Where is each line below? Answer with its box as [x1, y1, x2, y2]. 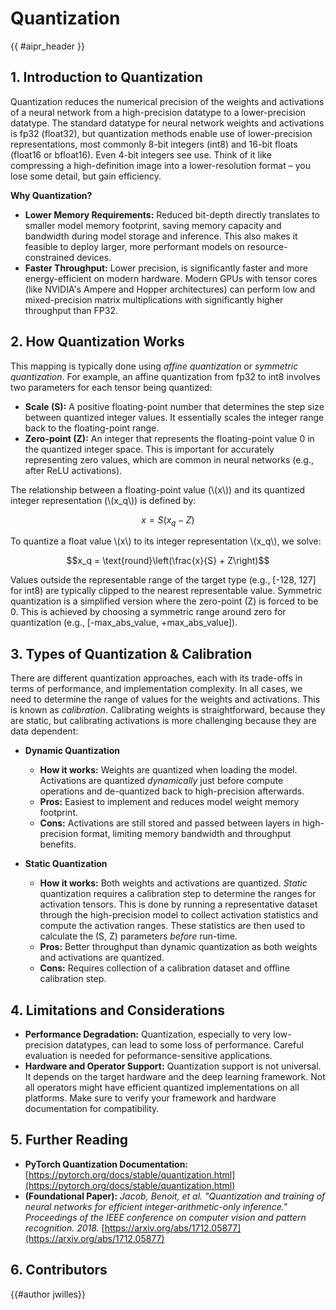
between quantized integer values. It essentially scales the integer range [24, 411, 325, 423]
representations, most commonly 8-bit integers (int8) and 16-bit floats [10, 138, 298, 150]
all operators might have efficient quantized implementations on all [24, 1081, 300, 1093]
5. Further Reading [10, 1132, 129, 1149]
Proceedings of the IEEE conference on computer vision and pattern [24, 1211, 307, 1223]
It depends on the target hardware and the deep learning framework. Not [24, 1070, 326, 1082]
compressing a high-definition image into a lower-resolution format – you [10, 159, 311, 171]
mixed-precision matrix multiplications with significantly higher [24, 293, 284, 306]
